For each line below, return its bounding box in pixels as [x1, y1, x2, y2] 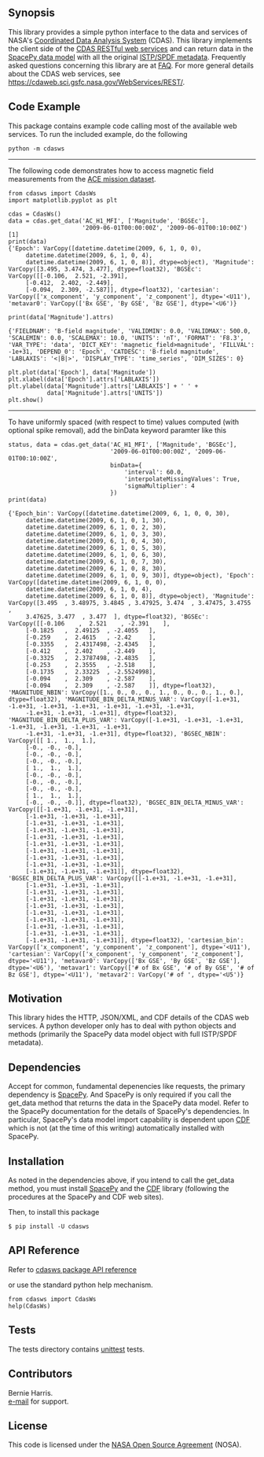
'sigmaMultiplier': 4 [124, 481, 195, 490]
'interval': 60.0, [124, 468, 185, 476]
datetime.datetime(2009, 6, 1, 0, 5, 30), [25, 544, 167, 551]
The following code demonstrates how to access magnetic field [8, 165, 214, 175]
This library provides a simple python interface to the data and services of [8, 27, 247, 36]
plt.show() [8, 396, 44, 404]
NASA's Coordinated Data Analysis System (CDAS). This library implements [8, 35, 253, 45]
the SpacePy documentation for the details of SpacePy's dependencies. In [8, 1107, 250, 1116]
